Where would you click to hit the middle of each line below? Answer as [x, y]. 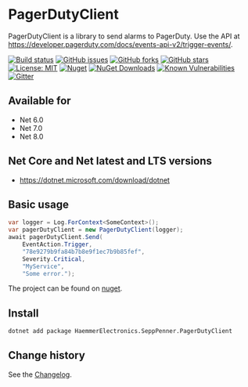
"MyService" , [43, 266]
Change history [47, 355]
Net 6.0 [31, 120]
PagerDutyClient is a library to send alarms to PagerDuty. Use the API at [124, 36]
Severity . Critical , [54, 259]
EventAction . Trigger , [57, 244]
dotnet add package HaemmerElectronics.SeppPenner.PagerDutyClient [120, 331]
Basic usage [38, 204]
